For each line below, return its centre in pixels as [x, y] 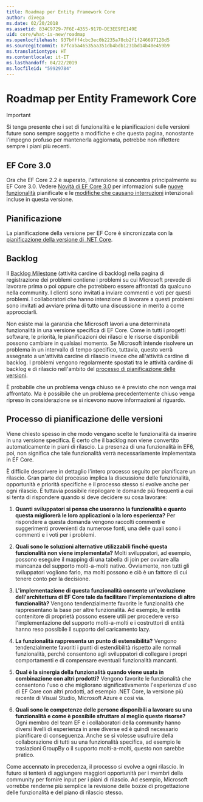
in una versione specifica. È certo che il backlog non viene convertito [93, 440]
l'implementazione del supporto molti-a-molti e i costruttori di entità [100, 622]
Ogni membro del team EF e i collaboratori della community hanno [98, 722]
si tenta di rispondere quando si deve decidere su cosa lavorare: [87, 497]
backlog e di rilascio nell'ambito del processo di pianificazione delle [91, 369]
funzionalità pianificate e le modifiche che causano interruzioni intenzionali [100, 193]
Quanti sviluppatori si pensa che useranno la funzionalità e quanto [101, 509]
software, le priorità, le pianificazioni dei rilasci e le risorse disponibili [93, 336]
